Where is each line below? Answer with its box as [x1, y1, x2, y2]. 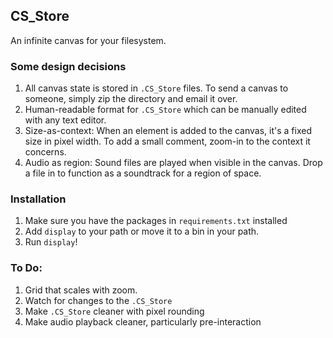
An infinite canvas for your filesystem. [10, 34, 167, 46]
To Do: [10, 261, 43, 275]
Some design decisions [10, 59, 127, 73]
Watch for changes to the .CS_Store [24, 294, 173, 306]
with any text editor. [24, 114, 107, 126]
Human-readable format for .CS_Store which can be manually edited [24, 104, 307, 116]
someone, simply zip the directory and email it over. [24, 93, 238, 105]
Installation [10, 192, 67, 206]
